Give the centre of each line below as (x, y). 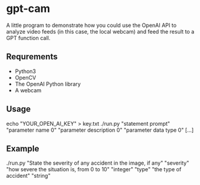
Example (23, 148)
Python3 (25, 71)
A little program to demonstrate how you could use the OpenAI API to (91, 25)
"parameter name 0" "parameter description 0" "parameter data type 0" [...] (100, 130)
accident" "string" (28, 176)
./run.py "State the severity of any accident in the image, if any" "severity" (98, 163)
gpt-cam (28, 9)
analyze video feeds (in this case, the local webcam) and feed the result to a (100, 31)
